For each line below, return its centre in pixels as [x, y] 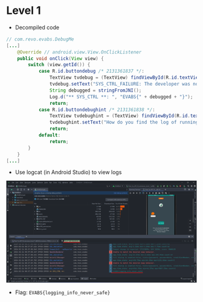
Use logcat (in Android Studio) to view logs [68, 172]
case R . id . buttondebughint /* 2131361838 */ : [97, 110]
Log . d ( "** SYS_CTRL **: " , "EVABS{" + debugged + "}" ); [121, 97]
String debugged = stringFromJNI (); [95, 90]
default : [50, 135]
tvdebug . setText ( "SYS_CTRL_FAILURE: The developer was [120, 84]
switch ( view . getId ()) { [59, 65]
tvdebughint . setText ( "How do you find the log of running [124, 122]
